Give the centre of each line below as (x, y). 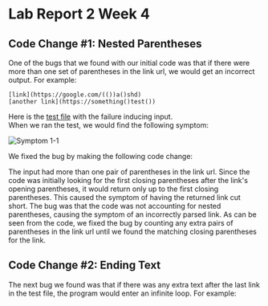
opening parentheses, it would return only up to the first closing (114, 189)
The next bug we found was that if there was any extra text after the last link (134, 284)
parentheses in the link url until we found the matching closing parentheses (132, 231)
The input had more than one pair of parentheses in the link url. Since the (129, 172)
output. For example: (43, 80)
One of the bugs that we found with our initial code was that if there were (129, 63)
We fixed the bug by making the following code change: (101, 156)
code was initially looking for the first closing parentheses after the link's (128, 180)
